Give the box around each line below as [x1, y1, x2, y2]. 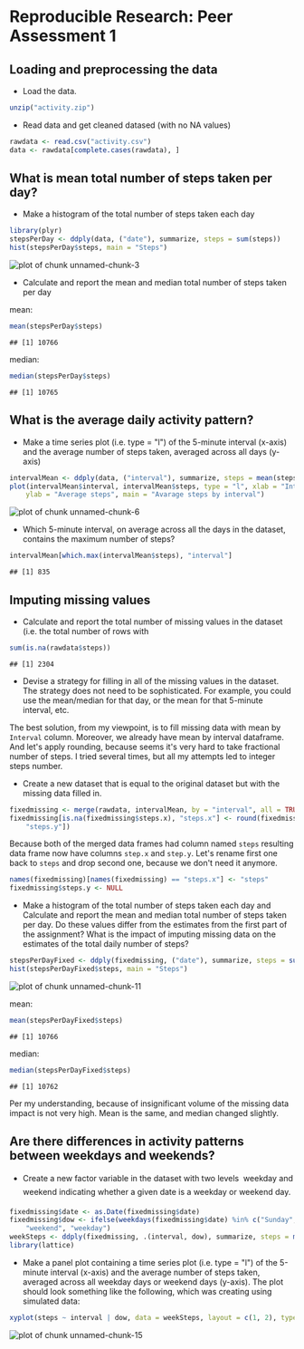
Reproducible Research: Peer [9, 6, 233, 27]
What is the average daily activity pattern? [9, 412, 254, 428]
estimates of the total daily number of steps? [22, 939, 189, 949]
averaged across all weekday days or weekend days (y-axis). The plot [22, 1276, 283, 1287]
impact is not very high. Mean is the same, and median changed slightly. [9, 1107, 279, 1118]
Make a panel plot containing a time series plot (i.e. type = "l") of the [22, 1257, 278, 1267]
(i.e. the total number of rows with [22, 625, 149, 636]
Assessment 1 [9, 25, 117, 46]
